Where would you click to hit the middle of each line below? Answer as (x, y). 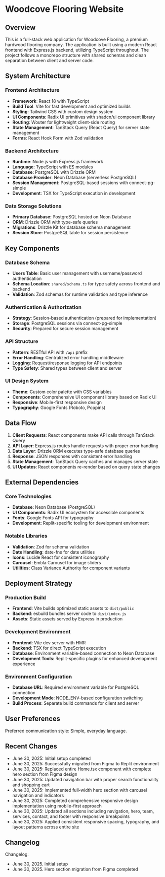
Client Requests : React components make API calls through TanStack (83, 435)
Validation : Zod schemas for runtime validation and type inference (80, 294)
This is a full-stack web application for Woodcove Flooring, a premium (77, 39)
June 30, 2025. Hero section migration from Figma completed (75, 869)
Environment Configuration (39, 676)
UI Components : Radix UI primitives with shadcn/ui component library (83, 117)
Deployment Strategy (39, 583)
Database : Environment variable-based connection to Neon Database (83, 653)
